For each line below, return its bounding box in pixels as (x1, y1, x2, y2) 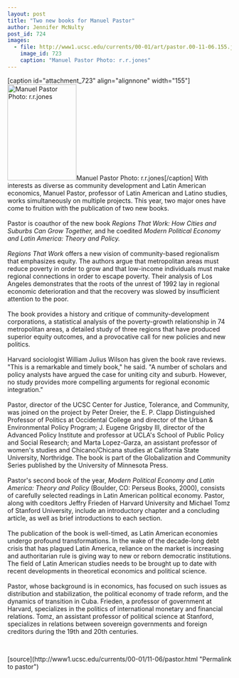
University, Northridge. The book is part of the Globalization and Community (7, 453, 231, 462)
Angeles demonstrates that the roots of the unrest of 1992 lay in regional (7, 279, 220, 288)
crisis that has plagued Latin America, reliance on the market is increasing (7, 544, 224, 552)
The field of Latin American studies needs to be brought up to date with (7, 559, 217, 568)
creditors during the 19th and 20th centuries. (7, 627, 139, 635)
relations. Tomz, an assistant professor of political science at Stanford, (7, 612, 214, 620)
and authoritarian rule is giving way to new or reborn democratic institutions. (7, 551, 232, 560)
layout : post (7, 10, 46, 18)
